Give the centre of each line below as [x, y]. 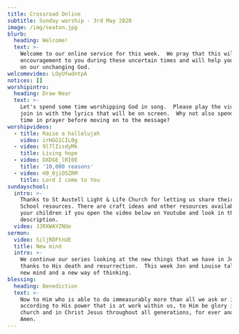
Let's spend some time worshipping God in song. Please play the [121, 107]
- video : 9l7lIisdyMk [46, 147]
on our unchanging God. [55, 67]
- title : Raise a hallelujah [57, 133]
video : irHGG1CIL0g [49, 140]
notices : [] [25, 80]
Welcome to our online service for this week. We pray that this [121, 54]
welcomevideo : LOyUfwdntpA [47, 74]
